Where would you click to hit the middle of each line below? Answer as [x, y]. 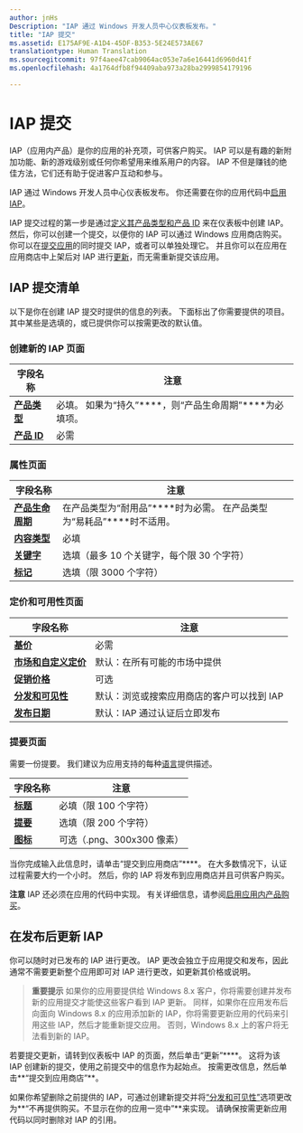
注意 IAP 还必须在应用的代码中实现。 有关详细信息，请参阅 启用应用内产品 [146, 894]
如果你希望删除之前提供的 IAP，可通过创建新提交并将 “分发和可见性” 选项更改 [151, 1097]
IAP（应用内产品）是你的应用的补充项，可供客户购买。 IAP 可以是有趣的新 [147, 150]
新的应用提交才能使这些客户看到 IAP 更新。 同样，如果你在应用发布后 [160, 1002]
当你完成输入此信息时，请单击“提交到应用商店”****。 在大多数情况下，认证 [148, 864]
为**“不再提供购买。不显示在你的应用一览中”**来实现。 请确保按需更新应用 [148, 1108]
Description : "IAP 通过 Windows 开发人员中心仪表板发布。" [113, 26]
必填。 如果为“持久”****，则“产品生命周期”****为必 [170, 405]
